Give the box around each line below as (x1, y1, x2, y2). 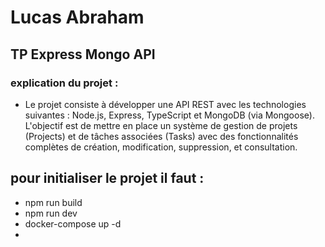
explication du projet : (10, 76, 119, 90)
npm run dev (24, 207, 78, 219)
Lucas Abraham (10, 6, 145, 29)
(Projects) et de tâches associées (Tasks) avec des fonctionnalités (24, 130, 299, 142)
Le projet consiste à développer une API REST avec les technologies (24, 98, 307, 110)
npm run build (24, 196, 83, 208)
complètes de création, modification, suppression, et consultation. (24, 141, 298, 153)
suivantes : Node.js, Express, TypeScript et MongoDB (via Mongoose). (24, 109, 315, 121)
